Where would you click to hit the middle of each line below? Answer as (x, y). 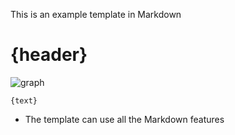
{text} (24, 100)
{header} (49, 55)
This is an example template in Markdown (96, 14)
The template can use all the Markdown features (124, 119)
